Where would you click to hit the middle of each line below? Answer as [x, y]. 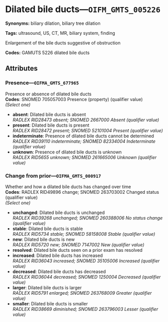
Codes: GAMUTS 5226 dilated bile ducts [47, 52]
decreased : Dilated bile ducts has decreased [59, 272]
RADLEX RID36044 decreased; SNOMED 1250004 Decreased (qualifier [87, 277]
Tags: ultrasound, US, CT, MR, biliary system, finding [60, 33]
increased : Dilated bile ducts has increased [58, 255]
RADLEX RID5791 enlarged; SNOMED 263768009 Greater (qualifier [82, 293]
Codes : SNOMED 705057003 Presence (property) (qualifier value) [74, 99]
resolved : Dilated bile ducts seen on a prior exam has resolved [77, 250]
